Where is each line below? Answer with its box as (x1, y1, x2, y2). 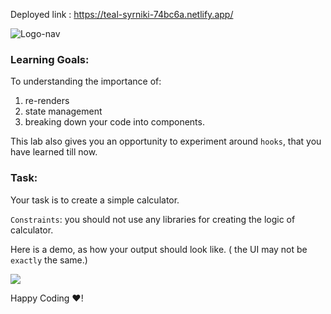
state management (24, 105, 103, 118)
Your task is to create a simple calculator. (10, 194, 180, 206)
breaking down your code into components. (24, 116, 205, 128)
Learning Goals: (10, 52, 90, 66)
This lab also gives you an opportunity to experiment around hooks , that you (10, 135, 322, 148)
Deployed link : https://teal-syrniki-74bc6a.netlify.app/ (10, 9, 234, 20)
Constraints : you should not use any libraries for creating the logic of (10, 213, 296, 225)
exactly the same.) (10, 254, 88, 266)
